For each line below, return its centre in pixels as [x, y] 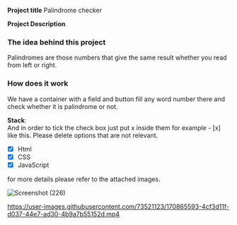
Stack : [17, 120]
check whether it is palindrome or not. [63, 106]
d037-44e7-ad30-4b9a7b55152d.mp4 [64, 214]
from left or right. [32, 65]
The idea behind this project [57, 42]
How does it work [38, 83]
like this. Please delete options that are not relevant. [83, 135]
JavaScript [33, 165]
